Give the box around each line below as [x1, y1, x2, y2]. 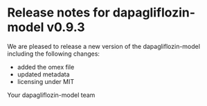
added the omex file [17, 63, 75, 71]
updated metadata [17, 70, 71, 78]
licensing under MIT [17, 77, 75, 85]
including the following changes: [7, 50, 100, 58]
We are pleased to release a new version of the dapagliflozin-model [7, 42, 201, 50]
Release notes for [7, 5, 111, 21]
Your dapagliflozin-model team [7, 91, 96, 99]
